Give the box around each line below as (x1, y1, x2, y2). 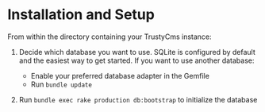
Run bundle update (30, 79, 93, 89)
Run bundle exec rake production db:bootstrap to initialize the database (18, 95, 258, 104)
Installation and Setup (7, 6, 156, 24)
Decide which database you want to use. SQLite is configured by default (18, 47, 255, 56)
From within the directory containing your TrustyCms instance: (7, 32, 212, 41)
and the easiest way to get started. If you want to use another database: (18, 56, 255, 65)
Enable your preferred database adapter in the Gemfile (30, 71, 209, 80)
